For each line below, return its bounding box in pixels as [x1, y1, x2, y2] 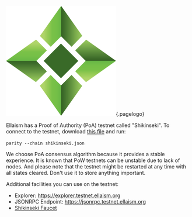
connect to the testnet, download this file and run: [6, 128, 126, 135]
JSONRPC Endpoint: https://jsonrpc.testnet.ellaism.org [14, 198, 146, 205]
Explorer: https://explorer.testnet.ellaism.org [14, 192, 121, 199]
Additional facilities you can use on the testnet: [6, 181, 118, 187]
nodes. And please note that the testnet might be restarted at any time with [6, 163, 187, 170]
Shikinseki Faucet [14, 205, 57, 211]
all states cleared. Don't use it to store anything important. [6, 170, 146, 176]
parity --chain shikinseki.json [6, 140, 85, 146]
